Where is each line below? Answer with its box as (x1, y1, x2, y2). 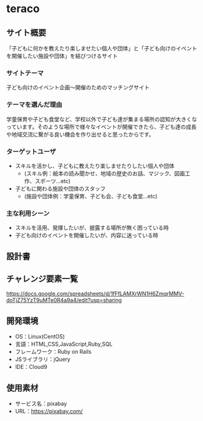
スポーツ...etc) (35, 177, 71, 184)
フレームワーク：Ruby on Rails (15, 348, 92, 355)
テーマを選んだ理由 (6, 101, 62, 109)
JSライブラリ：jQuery (15, 355, 71, 363)
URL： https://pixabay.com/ (15, 408, 83, 415)
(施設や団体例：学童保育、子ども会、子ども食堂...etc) (24, 192, 158, 200)
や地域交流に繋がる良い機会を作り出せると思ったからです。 (6, 130, 155, 138)
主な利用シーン (6, 209, 50, 217)
